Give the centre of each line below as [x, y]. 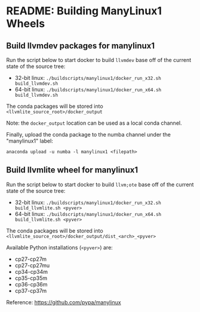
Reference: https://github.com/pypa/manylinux [64, 302]
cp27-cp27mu [32, 265]
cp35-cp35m [31, 278]
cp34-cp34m [31, 271]
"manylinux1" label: [30, 141]
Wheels [26, 24]
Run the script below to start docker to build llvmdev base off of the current [99, 60]
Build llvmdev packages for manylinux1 [81, 46]
